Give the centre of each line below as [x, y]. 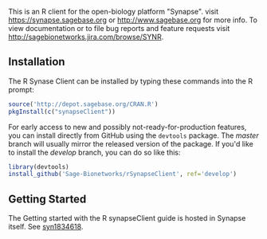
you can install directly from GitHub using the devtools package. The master [133, 135]
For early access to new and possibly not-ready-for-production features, [128, 127]
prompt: [21, 89]
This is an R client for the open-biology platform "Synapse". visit [114, 12]
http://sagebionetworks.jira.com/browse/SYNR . [86, 37]
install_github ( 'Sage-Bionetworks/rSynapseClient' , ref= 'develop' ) [123, 174]
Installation [37, 62]
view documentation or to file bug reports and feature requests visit [119, 28]
